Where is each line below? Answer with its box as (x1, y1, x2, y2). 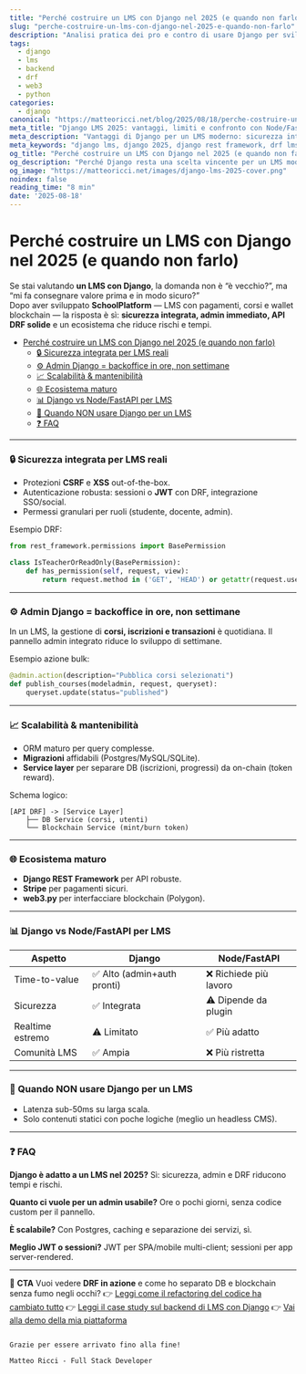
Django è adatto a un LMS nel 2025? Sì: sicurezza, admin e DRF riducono (9, 1170, 287, 1181)
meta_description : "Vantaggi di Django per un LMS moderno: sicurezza (9, 132, 283, 141)
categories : (9, 98, 55, 108)
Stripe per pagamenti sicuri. (22, 883, 129, 894)
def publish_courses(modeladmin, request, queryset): (9, 679, 219, 689)
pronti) (92, 978, 121, 991)
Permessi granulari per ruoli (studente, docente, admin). (22, 506, 234, 517)
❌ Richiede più (206, 967, 269, 980)
